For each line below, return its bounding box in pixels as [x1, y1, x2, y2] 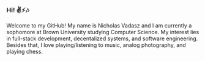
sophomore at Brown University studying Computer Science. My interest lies [6, 29, 199, 36]
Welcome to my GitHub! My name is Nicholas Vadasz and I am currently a [6, 22, 192, 29]
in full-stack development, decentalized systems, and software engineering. [6, 35, 198, 42]
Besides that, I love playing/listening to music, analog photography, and [6, 41, 187, 49]
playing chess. [6, 48, 43, 56]
